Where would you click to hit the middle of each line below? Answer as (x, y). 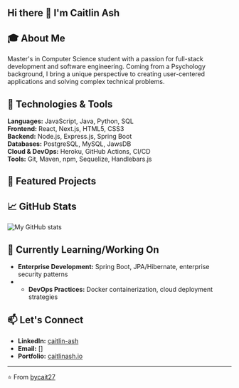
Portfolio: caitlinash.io (50, 356)
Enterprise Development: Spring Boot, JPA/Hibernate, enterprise (113, 267)
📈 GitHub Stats (42, 206)
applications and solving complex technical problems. (86, 82)
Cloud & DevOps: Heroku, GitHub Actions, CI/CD (79, 152)
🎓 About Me (36, 38)
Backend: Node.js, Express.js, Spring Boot (70, 137)
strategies (43, 297)
